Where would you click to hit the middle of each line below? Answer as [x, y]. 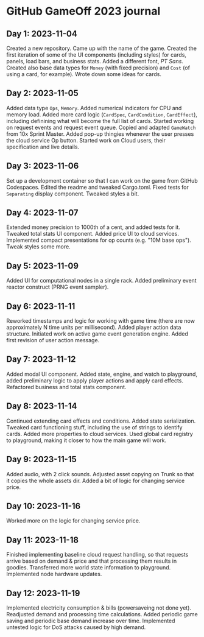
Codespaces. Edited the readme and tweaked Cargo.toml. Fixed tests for [97, 187]
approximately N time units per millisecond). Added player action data [94, 328]
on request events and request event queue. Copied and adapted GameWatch [101, 127]
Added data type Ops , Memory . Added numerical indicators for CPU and [94, 108]
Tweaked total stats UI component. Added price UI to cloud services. [93, 234]
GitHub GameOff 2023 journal [83, 11]
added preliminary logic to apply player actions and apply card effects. [95, 380]
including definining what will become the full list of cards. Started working [100, 121]
